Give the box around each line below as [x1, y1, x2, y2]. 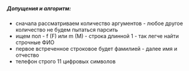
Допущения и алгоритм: [7, 5, 71, 12]
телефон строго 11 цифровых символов [15, 57, 116, 65]
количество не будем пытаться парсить [15, 26, 118, 33]
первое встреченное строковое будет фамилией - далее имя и [15, 45, 178, 52]
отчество [15, 51, 39, 58]
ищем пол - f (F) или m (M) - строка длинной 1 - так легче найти [15, 32, 179, 39]
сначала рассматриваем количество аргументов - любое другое [15, 20, 183, 27]
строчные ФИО [15, 39, 54, 46]
